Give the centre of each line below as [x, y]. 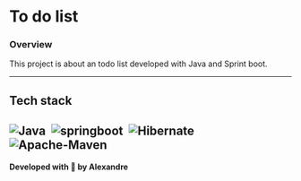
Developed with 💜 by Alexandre [69, 167]
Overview [31, 45]
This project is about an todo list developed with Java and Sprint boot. [138, 64]
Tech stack [41, 100]
